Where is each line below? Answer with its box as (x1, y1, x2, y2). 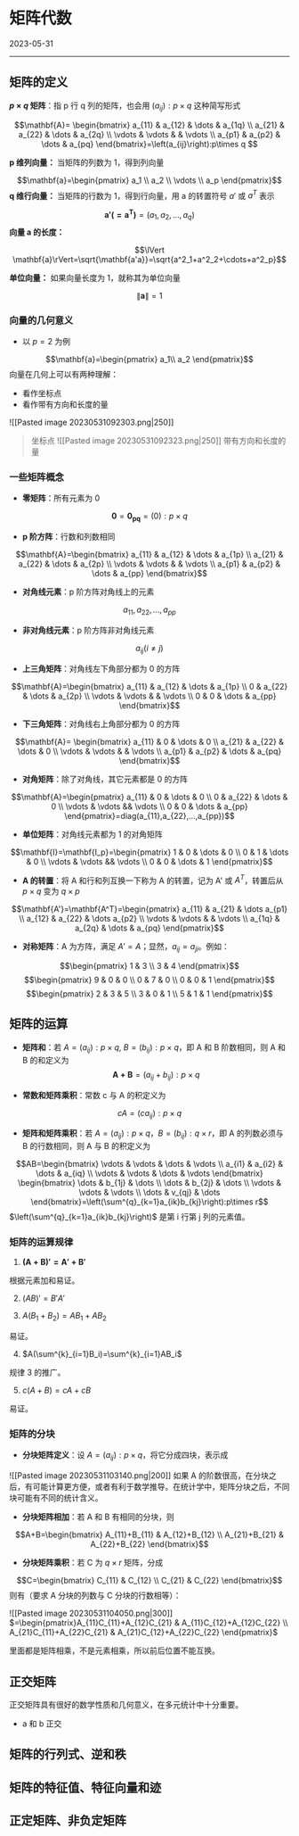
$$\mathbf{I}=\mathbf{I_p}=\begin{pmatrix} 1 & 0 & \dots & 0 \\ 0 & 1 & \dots (10, 847, 289, 857)
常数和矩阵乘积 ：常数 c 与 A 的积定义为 (21, 1089, 166, 1100)
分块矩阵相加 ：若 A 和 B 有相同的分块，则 (21, 1511, 175, 1522)
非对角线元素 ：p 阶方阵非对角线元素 (21, 624, 155, 635)
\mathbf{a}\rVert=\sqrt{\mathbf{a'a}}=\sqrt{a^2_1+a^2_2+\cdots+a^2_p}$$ (12, 253, 287, 264)
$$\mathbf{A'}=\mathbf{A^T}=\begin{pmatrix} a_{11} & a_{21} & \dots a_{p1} (11, 904, 288, 914)
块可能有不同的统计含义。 (9, 1493, 103, 1503)
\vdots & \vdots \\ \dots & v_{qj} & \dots (78, 1187, 221, 1198)
